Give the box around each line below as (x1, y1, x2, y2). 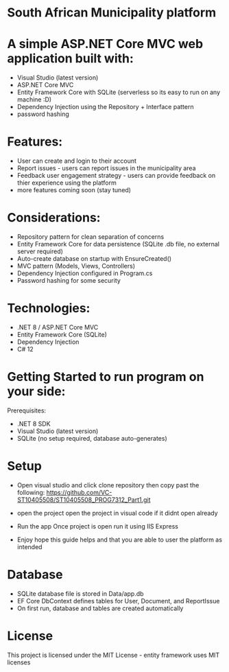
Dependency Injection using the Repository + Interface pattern (16, 103, 194, 111)
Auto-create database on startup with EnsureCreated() (16, 255, 172, 262)
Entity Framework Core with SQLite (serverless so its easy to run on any (16, 88, 221, 97)
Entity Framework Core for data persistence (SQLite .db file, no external (16, 240, 219, 248)
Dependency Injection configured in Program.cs (16, 269, 153, 277)
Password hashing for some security (16, 277, 121, 284)
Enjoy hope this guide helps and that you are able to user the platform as (16, 535, 223, 544)
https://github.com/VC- (46, 488, 112, 496)
